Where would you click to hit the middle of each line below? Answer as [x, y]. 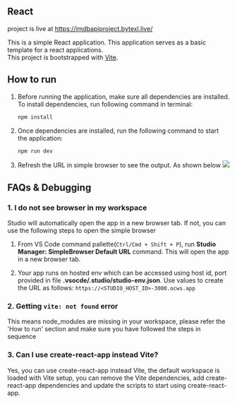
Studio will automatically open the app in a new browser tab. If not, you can [117, 223]
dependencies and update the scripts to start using [112, 385]
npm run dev [35, 151]
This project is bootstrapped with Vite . [63, 57]
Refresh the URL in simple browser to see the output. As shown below [119, 165]
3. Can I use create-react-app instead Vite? [83, 355]
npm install [35, 117]
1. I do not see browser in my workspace [77, 208]
